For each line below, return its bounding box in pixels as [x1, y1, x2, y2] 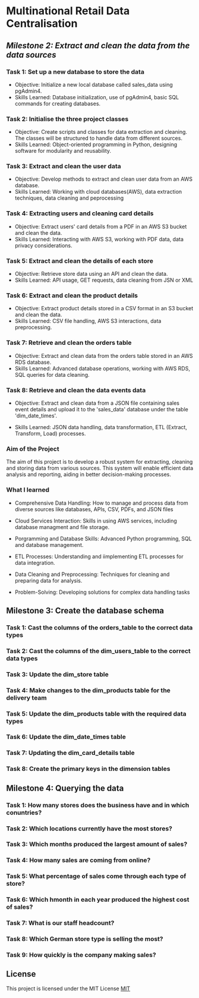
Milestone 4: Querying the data [6, 783, 124, 793]
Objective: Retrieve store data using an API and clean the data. [14, 270, 168, 278]
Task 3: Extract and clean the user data [6, 162, 121, 171]
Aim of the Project [6, 445, 59, 453]
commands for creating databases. [14, 100, 101, 107]
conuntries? [6, 808, 42, 817]
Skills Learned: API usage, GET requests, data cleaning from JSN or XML [14, 276, 194, 284]
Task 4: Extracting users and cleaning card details [6, 209, 154, 218]
